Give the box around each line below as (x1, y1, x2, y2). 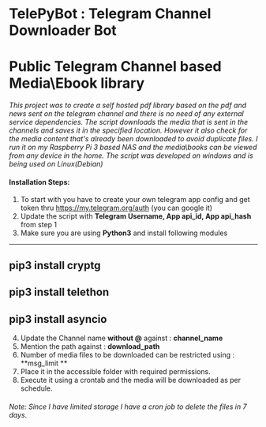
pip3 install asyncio (9, 313, 107, 326)
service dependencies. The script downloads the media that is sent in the (9, 118, 249, 127)
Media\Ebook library (9, 74, 145, 92)
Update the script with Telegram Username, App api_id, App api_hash (20, 212, 252, 221)
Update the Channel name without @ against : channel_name (20, 333, 223, 343)
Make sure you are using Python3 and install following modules (20, 228, 228, 238)
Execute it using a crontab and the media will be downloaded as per (20, 375, 242, 384)
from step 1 (20, 220, 58, 230)
